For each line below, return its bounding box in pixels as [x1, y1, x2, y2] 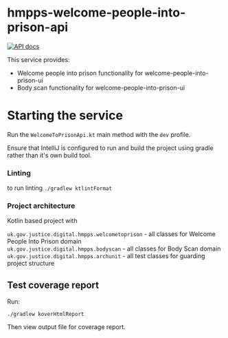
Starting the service [7, 108, 124, 123]
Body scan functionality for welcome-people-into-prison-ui [16, 83, 185, 92]
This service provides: [7, 55, 70, 63]
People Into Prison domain [7, 237, 82, 246]
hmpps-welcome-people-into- [7, 5, 186, 21]
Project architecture [7, 201, 76, 211]
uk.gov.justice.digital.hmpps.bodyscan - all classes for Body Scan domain [7, 244, 221, 253]
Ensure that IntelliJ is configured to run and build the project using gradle [7, 143, 214, 152]
